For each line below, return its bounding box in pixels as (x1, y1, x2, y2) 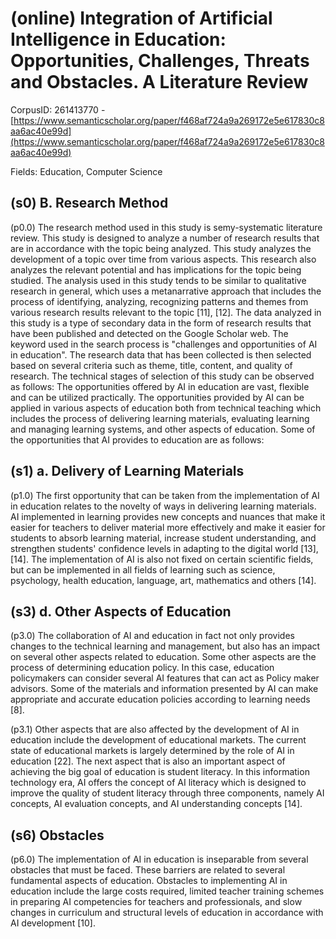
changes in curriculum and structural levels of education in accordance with (10, 907, 324, 919)
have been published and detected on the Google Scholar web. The (10, 327, 289, 339)
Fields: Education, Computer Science (10, 165, 163, 177)
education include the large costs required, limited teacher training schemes (10, 885, 325, 897)
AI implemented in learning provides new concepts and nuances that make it (10, 510, 326, 522)
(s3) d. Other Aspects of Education (10, 603, 232, 620)
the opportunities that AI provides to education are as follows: (10, 433, 265, 446)
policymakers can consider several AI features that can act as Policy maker (10, 672, 320, 684)
